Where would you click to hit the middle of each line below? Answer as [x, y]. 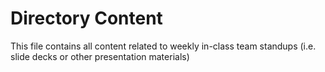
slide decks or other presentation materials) [100, 56]
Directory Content [86, 18]
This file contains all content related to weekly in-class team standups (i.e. [163, 46]
